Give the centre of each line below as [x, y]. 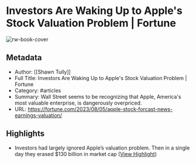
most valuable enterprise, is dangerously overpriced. [78, 103]
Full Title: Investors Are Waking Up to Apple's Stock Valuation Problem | [101, 78]
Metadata [24, 58]
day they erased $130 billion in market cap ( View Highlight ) [85, 154]
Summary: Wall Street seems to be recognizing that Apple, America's [98, 96]
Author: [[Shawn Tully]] [43, 72]
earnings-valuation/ [38, 115]
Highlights [25, 133]
